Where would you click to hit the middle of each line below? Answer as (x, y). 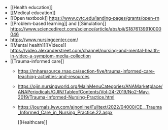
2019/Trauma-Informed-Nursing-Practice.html (66, 97)
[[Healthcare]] (32, 122)
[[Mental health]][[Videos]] (38, 45)
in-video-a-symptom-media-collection (51, 56)
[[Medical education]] (33, 13)
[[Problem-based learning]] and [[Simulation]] (58, 23)
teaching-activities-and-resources (54, 76)
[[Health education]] (31, 7)
